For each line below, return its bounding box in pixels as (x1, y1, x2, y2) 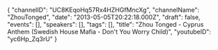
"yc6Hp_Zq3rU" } (7, 35, 58, 43)
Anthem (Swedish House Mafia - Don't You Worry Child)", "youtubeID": (7, 27, 211, 36)
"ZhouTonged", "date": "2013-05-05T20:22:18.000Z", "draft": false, (7, 13, 201, 21)
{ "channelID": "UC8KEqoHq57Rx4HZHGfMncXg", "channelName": (7, 6, 200, 14)
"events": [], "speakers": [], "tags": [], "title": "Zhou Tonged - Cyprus (7, 21, 204, 28)
